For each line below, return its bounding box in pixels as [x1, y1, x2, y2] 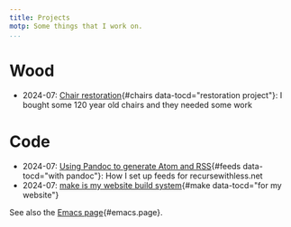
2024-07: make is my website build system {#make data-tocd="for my [22, 180, 282, 191]
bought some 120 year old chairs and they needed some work [22, 100, 252, 111]
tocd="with [22, 170, 65, 181]
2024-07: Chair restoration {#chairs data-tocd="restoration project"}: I [22, 90, 283, 101]
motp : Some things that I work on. [9, 22, 143, 31]
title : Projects [9, 13, 70, 23]
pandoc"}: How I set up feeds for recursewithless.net [66, 170, 263, 181]
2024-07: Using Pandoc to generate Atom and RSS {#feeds [22, 161, 241, 172]
